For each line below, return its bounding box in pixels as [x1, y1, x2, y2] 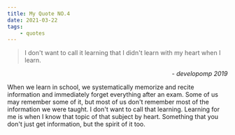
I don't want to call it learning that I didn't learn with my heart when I [24, 49, 221, 57]
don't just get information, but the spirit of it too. [7, 120, 145, 129]
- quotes [20, 29, 45, 37]
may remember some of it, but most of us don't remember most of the [7, 98, 210, 106]
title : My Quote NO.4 [7, 10, 71, 17]
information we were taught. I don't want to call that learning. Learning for [7, 105, 220, 113]
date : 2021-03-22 [7, 17, 58, 24]
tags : [7, 23, 23, 30]
